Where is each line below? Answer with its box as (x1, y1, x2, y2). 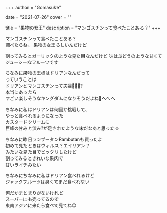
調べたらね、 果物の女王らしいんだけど (5, 42, 87, 48)
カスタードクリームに (5, 119, 50, 125)
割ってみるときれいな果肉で (5, 155, 64, 161)
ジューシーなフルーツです (5, 59, 59, 65)
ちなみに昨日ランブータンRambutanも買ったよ (5, 136, 103, 142)
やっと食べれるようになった (5, 113, 64, 119)
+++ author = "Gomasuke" (5, 5, 61, 10)
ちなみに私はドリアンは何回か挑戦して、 (5, 107, 90, 112)
